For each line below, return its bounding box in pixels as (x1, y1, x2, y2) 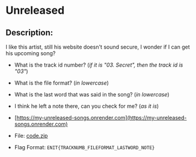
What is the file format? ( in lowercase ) (14, 79, 109, 86)
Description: (5, 28, 54, 38)
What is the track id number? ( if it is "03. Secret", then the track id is (14, 61, 183, 68)
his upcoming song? (5, 50, 56, 57)
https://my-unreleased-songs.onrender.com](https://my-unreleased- (16, 114, 187, 121)
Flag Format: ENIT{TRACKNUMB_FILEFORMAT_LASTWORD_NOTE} (14, 144, 155, 150)
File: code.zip (14, 132, 48, 139)
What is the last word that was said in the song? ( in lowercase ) (14, 91, 170, 98)
